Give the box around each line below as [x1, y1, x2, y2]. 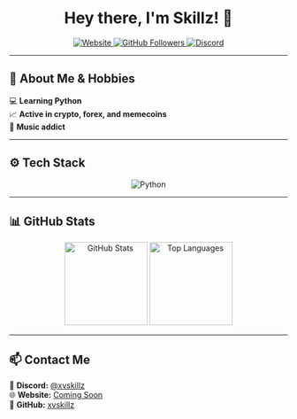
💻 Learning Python [9, 95, 82, 105]
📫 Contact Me [9, 352, 91, 367]
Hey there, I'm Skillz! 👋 [64, 8, 233, 28]
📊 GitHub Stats [9, 213, 95, 229]
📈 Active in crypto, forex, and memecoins [9, 108, 167, 119]
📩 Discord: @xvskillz [9, 380, 86, 391]
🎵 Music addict [9, 121, 66, 132]
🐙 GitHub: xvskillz [9, 400, 75, 410]
